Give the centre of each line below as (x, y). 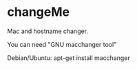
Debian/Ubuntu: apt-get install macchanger (69, 58)
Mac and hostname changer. (48, 31)
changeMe (39, 12)
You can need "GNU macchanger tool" (62, 44)
